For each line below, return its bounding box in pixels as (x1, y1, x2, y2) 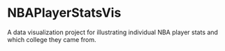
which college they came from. (7, 35, 96, 43)
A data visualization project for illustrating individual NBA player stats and (7, 28, 219, 36)
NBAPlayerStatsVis (7, 5, 122, 21)
